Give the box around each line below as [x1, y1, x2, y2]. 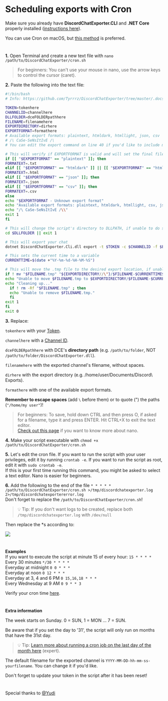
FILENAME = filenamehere [5, 119, 52, 124]
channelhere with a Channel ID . [5, 337, 68, 343]
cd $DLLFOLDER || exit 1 [5, 230, 57, 236]
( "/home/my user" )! [5, 402, 43, 408]
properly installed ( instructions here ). [5, 25, 81, 31]
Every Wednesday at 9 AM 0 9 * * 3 [5, 580, 81, 587]
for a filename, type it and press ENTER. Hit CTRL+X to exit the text [17, 417, 155, 423]
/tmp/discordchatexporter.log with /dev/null [17, 512, 112, 518]
